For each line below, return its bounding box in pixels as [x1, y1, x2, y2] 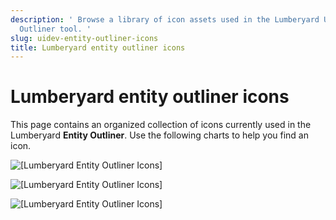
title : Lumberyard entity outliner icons [10, 42, 186, 53]
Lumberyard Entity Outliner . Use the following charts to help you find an [10, 129, 309, 141]
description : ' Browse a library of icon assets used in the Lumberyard [10, 14, 320, 25]
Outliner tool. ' [19, 24, 92, 34]
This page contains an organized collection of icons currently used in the [10, 119, 312, 131]
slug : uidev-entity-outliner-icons [10, 33, 159, 43]
